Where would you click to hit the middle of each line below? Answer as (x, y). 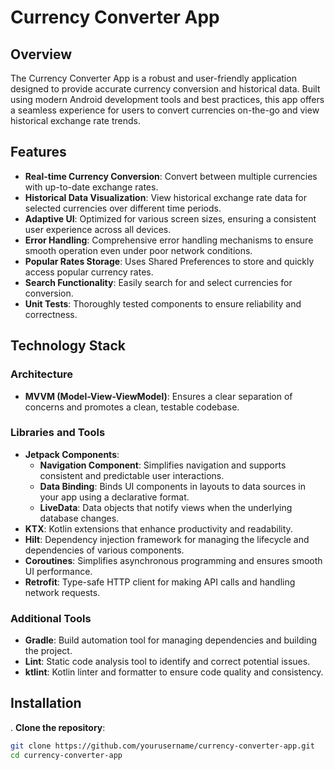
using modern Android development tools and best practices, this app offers (167, 99)
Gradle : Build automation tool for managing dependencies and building (170, 640)
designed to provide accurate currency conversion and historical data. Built (165, 89)
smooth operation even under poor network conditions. (138, 250)
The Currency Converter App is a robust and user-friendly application (153, 78)
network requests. (62, 592)
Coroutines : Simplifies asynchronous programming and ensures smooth (173, 560)
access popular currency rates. (89, 272)
